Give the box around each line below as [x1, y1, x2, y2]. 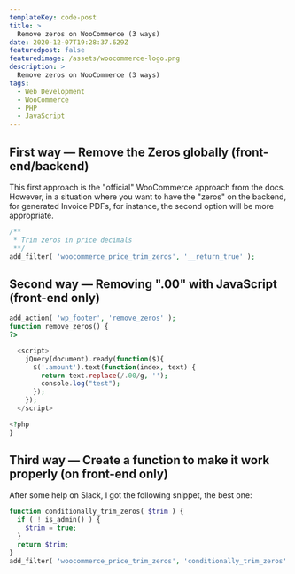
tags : [9, 79, 29, 88]
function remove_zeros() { [9, 322, 109, 331]
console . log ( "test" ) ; [41, 379, 121, 388]
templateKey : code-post [9, 12, 97, 22]
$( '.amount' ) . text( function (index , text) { [32, 362, 197, 372]
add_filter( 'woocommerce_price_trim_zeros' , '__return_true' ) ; [9, 252, 255, 261]
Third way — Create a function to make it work [9, 453, 270, 468]
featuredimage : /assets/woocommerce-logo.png [9, 54, 180, 63]
